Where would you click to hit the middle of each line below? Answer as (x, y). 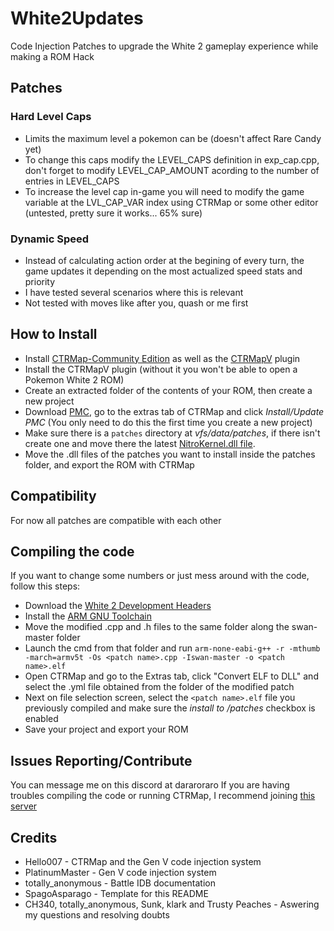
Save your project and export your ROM (106, 729)
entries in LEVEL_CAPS (72, 181)
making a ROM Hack (52, 56)
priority (40, 281)
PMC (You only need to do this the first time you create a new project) (168, 422)
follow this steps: (45, 586)
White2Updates (77, 18)
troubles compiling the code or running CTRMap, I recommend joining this (163, 796)
